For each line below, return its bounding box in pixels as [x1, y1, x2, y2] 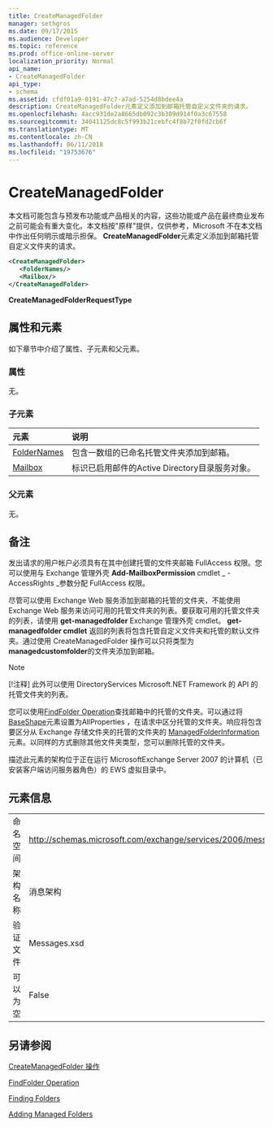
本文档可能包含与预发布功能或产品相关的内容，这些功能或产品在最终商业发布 [8, 211, 265, 220]
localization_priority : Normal [8, 58, 115, 66]
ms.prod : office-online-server [8, 50, 115, 58]
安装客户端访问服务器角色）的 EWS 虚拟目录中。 [8, 765, 171, 775]
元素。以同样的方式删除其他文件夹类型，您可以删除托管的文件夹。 [8, 738, 229, 747]
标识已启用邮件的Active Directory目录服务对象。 [71, 463, 256, 474]
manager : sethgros [8, 20, 71, 28]
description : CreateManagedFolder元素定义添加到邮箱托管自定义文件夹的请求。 [8, 102, 252, 111]
